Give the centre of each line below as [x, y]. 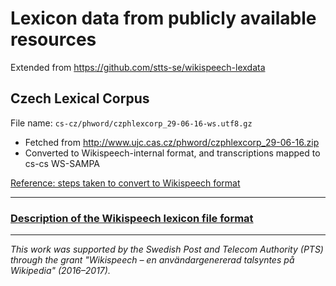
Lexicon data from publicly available [163, 18]
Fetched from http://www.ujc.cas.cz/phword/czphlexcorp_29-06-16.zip [172, 142]
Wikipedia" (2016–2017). [60, 271]
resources [53, 39]
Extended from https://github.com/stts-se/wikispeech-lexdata [138, 67]
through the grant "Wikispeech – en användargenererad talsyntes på [152, 260]
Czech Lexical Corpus [80, 98]
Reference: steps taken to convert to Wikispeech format [125, 183]
